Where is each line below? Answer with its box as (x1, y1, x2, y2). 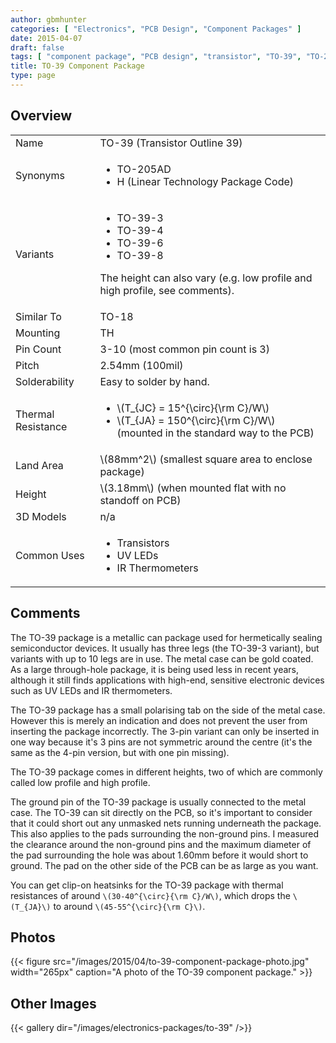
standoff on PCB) (99, 493, 182, 507)
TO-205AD (116, 162, 172, 176)
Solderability (15, 374, 75, 388)
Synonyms (15, 168, 65, 182)
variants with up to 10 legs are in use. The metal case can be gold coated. (10, 652, 314, 665)
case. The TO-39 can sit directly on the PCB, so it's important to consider (10, 806, 313, 818)
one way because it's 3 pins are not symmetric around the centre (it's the (10, 736, 313, 748)
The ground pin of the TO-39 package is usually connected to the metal (10, 796, 307, 808)
